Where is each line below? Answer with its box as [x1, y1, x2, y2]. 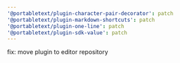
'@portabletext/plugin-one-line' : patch [7, 23, 125, 29]
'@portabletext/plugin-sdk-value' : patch [7, 29, 128, 36]
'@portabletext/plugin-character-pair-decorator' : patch [7, 10, 174, 17]
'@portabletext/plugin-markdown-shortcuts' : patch [7, 16, 155, 23]
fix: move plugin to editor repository [7, 48, 109, 56]
